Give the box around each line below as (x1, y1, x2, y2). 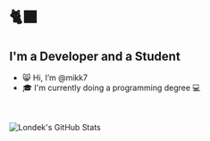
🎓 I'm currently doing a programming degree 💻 (21, 82, 201, 93)
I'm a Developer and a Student (9, 48, 181, 63)
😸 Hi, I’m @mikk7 (21, 72, 88, 83)
